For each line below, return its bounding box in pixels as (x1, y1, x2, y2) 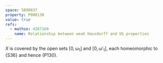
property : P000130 (5, 12, 44, 17)
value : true (5, 17, 31, 22)
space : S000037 (5, 7, 38, 13)
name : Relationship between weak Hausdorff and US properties (14, 31, 149, 36)
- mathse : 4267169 (10, 27, 49, 32)
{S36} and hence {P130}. (5, 52, 58, 58)
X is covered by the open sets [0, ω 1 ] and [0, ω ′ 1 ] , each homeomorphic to (5, 46, 158, 53)
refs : (5, 22, 17, 27)
